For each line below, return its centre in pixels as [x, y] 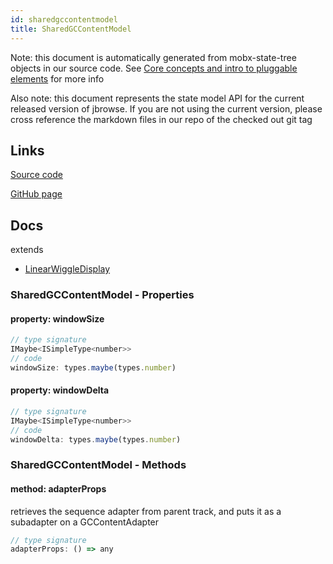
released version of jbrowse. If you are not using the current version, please [166, 108]
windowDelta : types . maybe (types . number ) [96, 439]
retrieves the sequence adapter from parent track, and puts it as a [146, 511]
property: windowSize [57, 318]
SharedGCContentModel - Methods [98, 465]
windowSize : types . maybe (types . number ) [93, 367]
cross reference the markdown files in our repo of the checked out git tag [161, 119]
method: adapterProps [58, 488]
